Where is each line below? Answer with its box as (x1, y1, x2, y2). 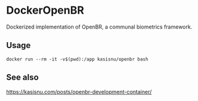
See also (6, 72, 39, 83)
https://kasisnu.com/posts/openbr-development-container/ (6, 88, 152, 95)
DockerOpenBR (6, 4, 84, 17)
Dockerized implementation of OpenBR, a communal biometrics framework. (6, 23, 193, 30)
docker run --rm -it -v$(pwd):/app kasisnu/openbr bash (6, 56, 148, 62)
